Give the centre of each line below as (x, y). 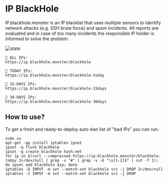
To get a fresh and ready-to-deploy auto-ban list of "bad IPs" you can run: (82, 129)
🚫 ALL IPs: (17, 58)
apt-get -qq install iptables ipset (44, 143)
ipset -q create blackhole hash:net (44, 151)
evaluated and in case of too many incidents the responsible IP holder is (80, 33)
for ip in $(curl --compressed (38, 156)
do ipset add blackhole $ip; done (41, 165)
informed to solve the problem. (37, 39)
